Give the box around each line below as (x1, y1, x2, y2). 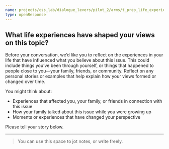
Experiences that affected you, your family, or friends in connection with (12, 98, 162, 104)
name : (5, 7, 17, 13)
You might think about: (5, 89, 52, 95)
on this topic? (5, 38, 49, 47)
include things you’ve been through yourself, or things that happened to (5, 62, 154, 68)
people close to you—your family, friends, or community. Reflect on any (5, 68, 154, 74)
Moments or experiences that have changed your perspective (12, 114, 141, 120)
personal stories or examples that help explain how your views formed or (5, 73, 156, 80)
